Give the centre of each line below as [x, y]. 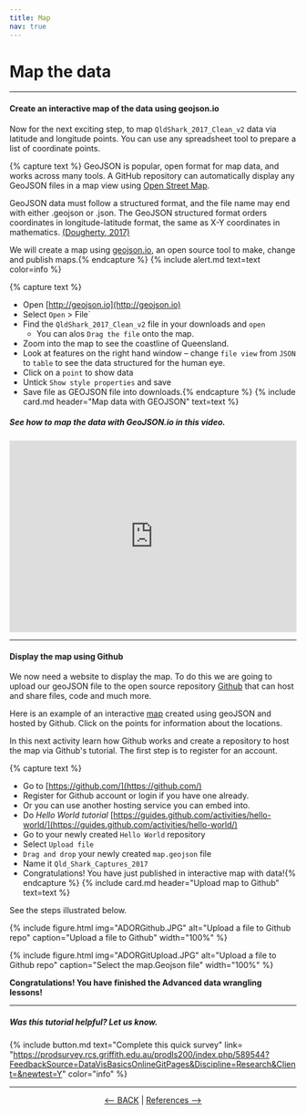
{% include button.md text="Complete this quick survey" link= [126, 1045]
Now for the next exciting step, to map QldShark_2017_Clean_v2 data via [143, 129]
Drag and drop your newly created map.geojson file [117, 854]
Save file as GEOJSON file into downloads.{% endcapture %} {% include [159, 391]
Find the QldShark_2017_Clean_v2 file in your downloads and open [144, 324]
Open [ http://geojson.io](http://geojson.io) [102, 304]
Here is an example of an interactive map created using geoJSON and [140, 713]
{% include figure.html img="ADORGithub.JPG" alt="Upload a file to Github [150, 928]
